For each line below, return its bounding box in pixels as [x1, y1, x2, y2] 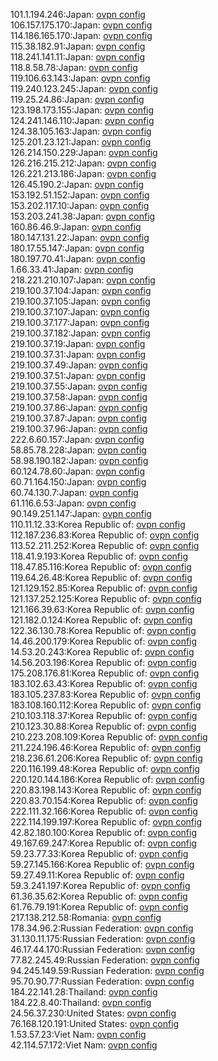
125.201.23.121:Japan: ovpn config [10, 136, 152, 148]
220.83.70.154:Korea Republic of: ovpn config [10, 795, 198, 806]
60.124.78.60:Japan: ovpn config [10, 465, 145, 477]
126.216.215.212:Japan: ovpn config [10, 157, 157, 169]
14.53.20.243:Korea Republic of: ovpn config [10, 646, 195, 658]
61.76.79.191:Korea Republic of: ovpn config [10, 901, 189, 913]
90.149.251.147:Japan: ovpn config [10, 508, 152, 519]
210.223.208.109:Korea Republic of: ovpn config [10, 731, 208, 743]
